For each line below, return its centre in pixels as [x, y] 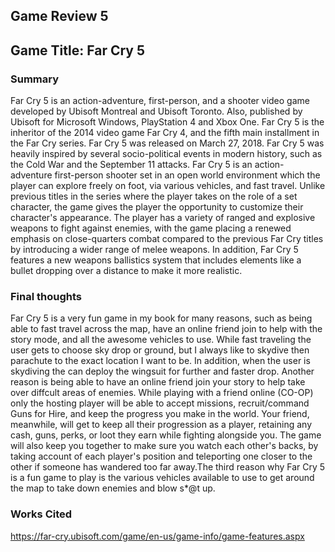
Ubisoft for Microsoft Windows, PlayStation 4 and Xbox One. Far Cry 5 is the [167, 122]
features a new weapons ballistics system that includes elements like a [156, 260]
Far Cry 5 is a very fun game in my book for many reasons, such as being [161, 318]
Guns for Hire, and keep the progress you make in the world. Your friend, [160, 414]
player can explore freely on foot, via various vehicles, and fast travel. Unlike [168, 186]
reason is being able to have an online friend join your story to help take [158, 382]
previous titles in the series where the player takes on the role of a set [154, 196]
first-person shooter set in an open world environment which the [187, 175]
